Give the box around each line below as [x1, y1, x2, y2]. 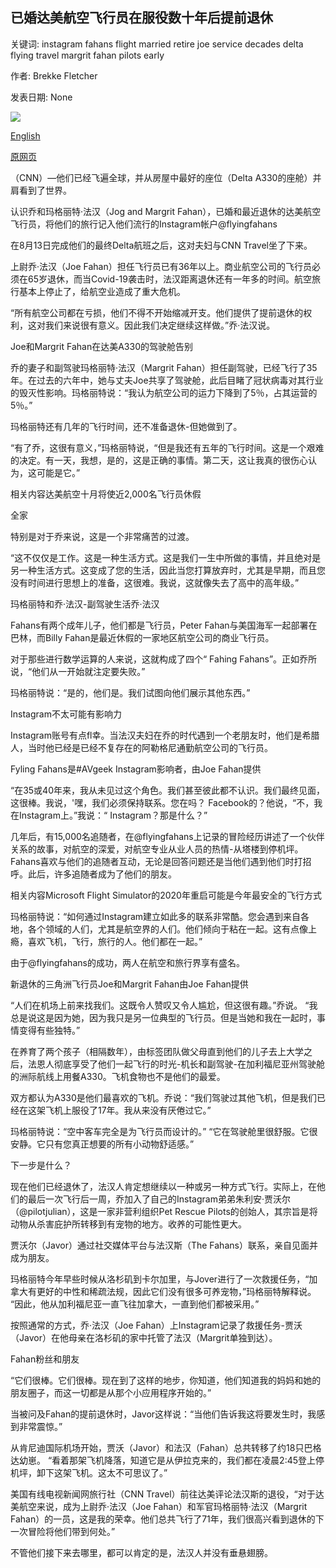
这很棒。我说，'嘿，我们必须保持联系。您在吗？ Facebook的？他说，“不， [10, 796, 315, 808]
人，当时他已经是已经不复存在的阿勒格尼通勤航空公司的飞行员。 [10, 741, 273, 753]
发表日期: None [10, 91, 73, 103]
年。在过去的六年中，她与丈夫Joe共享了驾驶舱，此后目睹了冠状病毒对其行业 [10, 374, 324, 386]
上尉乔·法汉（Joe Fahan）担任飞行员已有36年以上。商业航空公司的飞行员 [10, 260, 313, 272]
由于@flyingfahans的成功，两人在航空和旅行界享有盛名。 [10, 956, 245, 968]
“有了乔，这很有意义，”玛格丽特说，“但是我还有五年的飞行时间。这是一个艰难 [10, 441, 325, 453]
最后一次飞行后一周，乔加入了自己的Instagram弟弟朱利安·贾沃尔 [27, 1193, 291, 1205]
